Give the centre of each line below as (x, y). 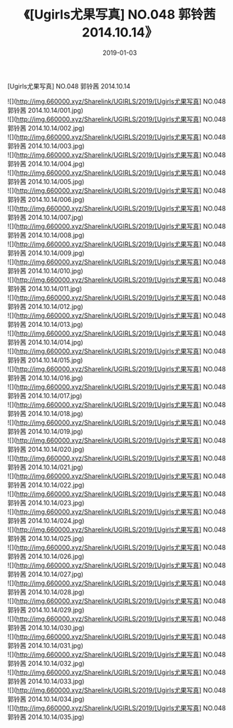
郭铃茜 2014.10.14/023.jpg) (46, 502)
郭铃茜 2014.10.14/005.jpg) (46, 181)
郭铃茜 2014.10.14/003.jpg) (46, 146)
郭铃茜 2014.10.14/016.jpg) (45, 378)
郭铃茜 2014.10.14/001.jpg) (46, 110)
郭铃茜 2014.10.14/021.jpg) (45, 467)
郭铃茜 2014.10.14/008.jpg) (46, 235)
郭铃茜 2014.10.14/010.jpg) (45, 271)
